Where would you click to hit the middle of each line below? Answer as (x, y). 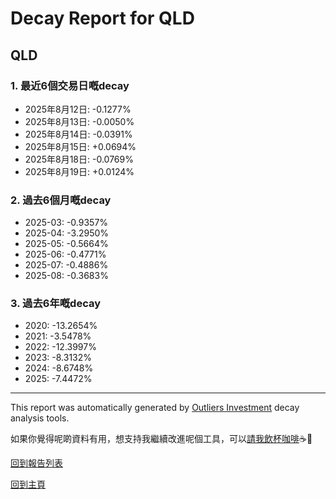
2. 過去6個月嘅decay (61, 200)
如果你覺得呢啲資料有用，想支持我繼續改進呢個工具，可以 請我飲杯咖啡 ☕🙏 (161, 439)
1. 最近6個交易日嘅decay (70, 85)
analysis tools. (40, 418)
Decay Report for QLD (102, 18)
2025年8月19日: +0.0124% (79, 171)
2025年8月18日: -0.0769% (79, 159)
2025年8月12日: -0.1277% (78, 109)
